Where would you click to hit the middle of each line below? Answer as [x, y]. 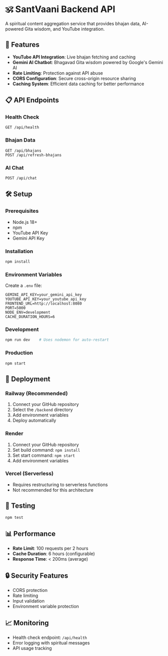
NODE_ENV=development [28, 313]
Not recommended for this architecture [53, 490]
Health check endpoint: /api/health [50, 637]
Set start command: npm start [44, 455]
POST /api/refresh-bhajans [33, 155]
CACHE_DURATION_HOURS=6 [30, 317]
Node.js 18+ [25, 222]
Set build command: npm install [46, 450]
